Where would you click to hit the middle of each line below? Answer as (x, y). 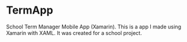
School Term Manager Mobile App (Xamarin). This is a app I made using (94, 27)
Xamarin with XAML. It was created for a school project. (74, 33)
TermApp (30, 10)
